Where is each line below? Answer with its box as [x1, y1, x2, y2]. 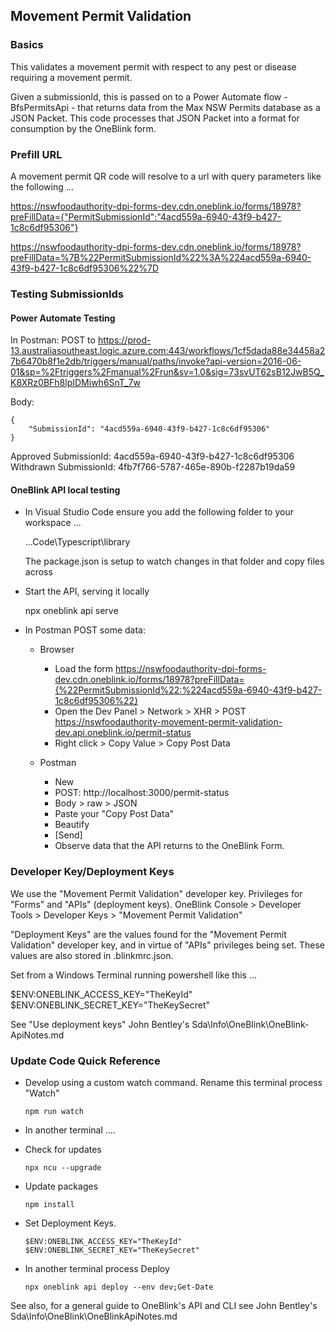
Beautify [54, 819, 90, 831]
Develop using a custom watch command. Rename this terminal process [24, 1076, 323, 1088]
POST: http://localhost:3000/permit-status [54, 787, 230, 799]
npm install [24, 1199, 75, 1209]
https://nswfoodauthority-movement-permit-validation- [54, 716, 283, 728]
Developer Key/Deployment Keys [10, 865, 175, 879]
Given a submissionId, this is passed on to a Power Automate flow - [10, 90, 288, 103]
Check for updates [24, 1143, 102, 1155]
